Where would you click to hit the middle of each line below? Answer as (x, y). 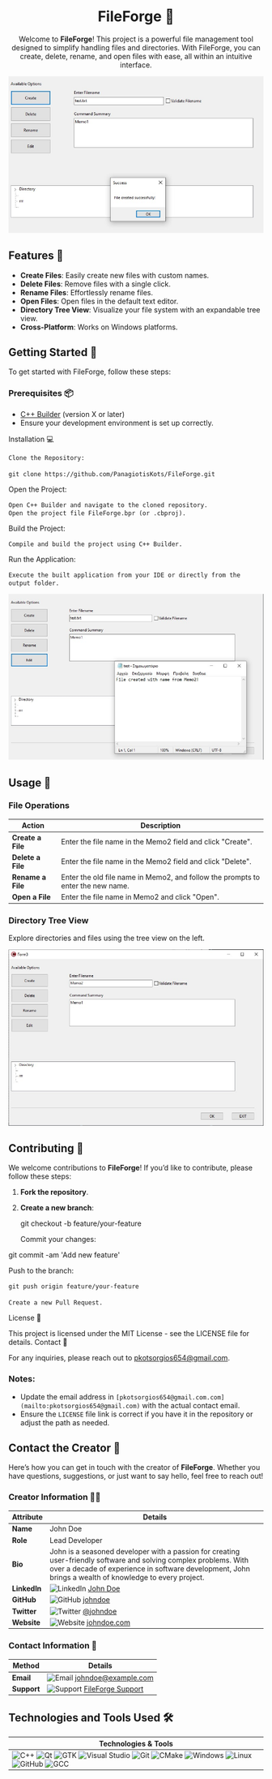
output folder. (34, 583)
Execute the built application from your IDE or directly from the (125, 575)
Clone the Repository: (47, 458)
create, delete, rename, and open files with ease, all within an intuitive (136, 56)
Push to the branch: (41, 1271)
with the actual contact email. (191, 1405)
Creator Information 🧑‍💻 (55, 1498)
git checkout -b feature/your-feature (81, 1223)
